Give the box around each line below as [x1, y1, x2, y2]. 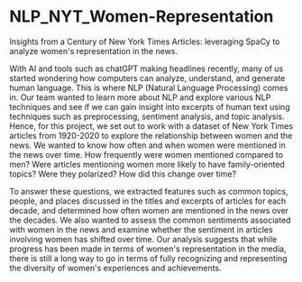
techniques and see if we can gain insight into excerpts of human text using [9, 101, 290, 112]
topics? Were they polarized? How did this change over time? [9, 168, 237, 179]
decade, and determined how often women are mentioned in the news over [9, 205, 289, 215]
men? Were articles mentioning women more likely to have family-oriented [9, 159, 286, 169]
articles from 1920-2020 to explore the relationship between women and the [9, 130, 293, 141]
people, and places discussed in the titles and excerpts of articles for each [9, 196, 287, 206]
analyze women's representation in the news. [9, 45, 178, 56]
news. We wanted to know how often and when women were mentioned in [9, 140, 287, 150]
